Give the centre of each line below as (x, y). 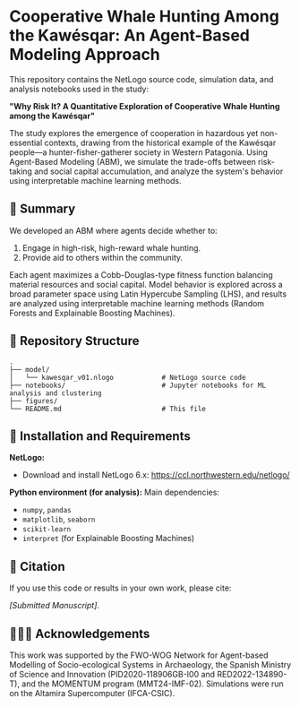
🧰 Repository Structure (74, 341)
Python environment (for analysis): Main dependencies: (114, 492)
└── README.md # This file (107, 409)
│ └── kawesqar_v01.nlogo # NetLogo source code (128, 377)
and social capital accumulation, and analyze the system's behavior (159, 171)
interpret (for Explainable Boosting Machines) (108, 539)
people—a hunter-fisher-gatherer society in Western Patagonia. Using (139, 152)
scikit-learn (47, 530)
